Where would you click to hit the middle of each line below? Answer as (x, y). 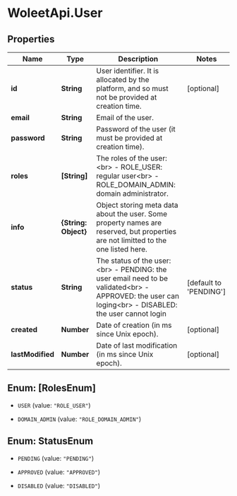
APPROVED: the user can (138, 296)
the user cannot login (132, 314)
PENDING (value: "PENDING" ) (55, 458)
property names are (129, 223)
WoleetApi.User (55, 13)
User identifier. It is (128, 71)
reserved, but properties (136, 231)
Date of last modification (137, 346)
